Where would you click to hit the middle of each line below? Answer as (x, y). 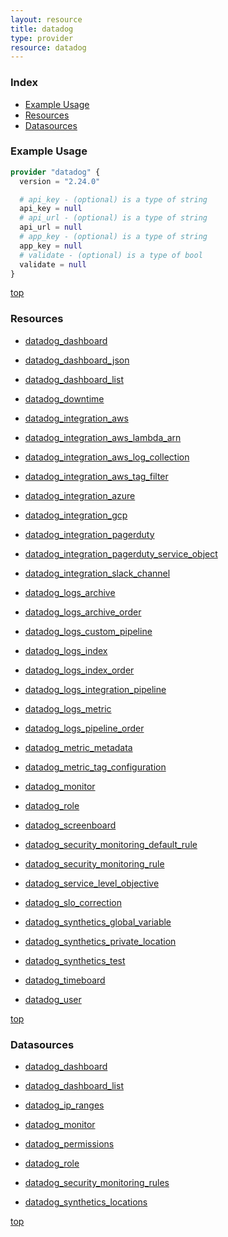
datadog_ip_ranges (64, 1105)
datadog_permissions (69, 1144)
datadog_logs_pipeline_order (84, 728)
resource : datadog (48, 47)
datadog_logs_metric (68, 708)
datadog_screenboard (70, 825)
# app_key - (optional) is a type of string (113, 237)
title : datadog (42, 29)
